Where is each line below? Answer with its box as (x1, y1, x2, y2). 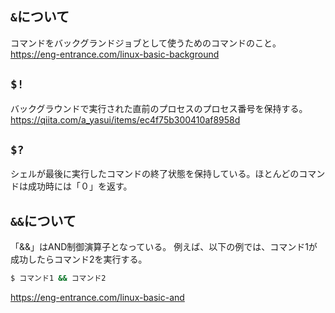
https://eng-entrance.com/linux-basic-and (10, 292, 185, 304)
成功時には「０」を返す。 (27, 180, 133, 192)
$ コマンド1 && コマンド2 (10, 273, 107, 284)
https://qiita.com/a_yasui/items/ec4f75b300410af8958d (10, 113, 241, 126)
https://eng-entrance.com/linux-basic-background (10, 48, 220, 60)
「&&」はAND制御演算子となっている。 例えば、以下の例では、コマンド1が (10, 241, 318, 253)
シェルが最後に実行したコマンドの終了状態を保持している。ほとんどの (10, 168, 300, 180)
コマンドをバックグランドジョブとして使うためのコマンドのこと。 (10, 37, 282, 49)
